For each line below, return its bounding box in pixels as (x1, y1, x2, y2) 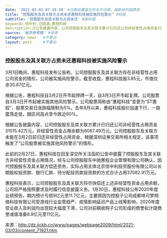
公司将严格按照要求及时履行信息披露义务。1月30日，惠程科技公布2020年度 (5, 186, 158, 192)
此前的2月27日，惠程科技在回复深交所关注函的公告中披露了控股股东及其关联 (5, 151, 161, 157)
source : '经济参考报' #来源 (5, 30, 58, 35)
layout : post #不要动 (5, 40, 57, 45)
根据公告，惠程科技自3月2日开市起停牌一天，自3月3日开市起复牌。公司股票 (5, 93, 160, 99)
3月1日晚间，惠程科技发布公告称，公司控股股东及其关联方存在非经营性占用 (5, 69, 158, 75)
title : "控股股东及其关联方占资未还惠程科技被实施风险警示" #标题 (5, 12, 126, 17)
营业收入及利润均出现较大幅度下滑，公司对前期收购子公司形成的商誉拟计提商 (5, 205, 162, 211)
